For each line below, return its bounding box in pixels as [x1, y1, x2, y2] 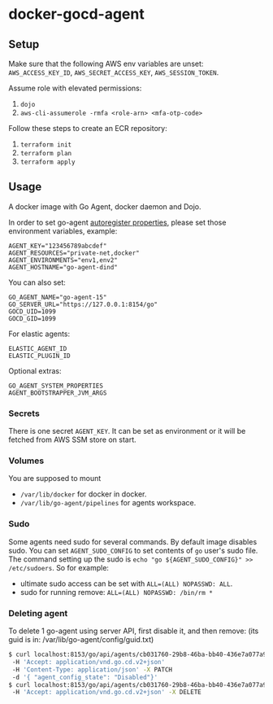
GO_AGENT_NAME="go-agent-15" [8, 293, 107, 301]
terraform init [19, 141, 72, 149]
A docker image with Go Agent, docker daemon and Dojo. [8, 201, 201, 212]
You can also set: [8, 278, 67, 287]
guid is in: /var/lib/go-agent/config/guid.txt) [8, 635, 154, 644]
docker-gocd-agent [8, 5, 145, 24]
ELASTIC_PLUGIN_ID [8, 352, 71, 360]
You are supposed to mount [8, 474, 102, 483]
